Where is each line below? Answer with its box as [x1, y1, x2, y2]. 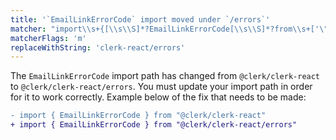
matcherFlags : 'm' [10, 33, 87, 43]
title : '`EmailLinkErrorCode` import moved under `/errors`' [10, 14, 271, 25]
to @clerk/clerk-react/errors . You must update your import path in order [10, 81, 313, 93]
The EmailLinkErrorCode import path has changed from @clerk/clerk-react [10, 70, 321, 82]
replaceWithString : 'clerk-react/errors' [10, 42, 186, 53]
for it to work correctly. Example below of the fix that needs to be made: [10, 91, 307, 103]
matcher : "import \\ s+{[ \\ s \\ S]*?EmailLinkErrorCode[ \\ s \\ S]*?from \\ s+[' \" [10, 24, 329, 34]
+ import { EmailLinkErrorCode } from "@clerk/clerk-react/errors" [10, 120, 298, 130]
